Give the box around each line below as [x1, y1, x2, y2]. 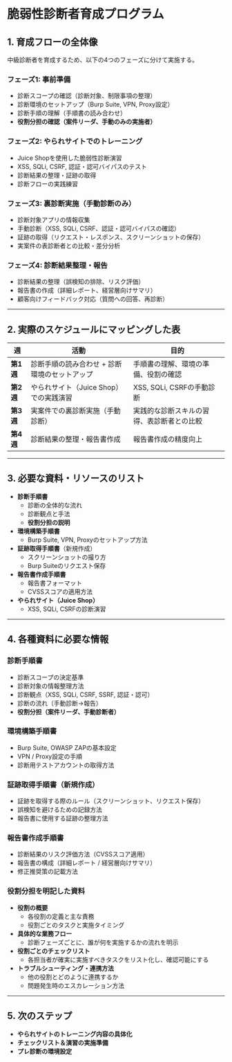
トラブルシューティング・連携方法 [17, 964, 114, 972]
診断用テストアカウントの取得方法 [17, 760, 115, 769]
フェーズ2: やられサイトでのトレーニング [7, 136, 143, 146]
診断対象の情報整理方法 [17, 681, 84, 690]
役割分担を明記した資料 [7, 886, 85, 896]
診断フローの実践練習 [17, 179, 78, 187]
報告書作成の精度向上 [133, 434, 202, 443]
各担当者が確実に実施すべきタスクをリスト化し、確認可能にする [27, 955, 209, 964]
